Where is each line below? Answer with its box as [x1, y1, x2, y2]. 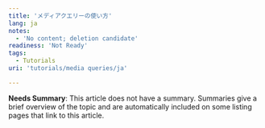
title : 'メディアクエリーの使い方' [8, 11, 113, 20]
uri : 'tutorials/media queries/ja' [8, 64, 128, 72]
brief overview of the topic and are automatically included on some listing [8, 101, 252, 111]
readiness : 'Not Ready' [8, 42, 89, 50]
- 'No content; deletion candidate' [15, 34, 139, 43]
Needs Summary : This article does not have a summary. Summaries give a [8, 93, 258, 103]
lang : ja [8, 19, 38, 27]
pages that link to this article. [8, 110, 105, 120]
